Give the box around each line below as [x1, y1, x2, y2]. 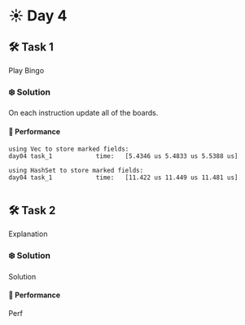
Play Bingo [8, 66, 45, 75]
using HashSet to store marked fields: [8, 166, 144, 174]
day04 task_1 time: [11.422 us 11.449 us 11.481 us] [8, 173, 238, 182]
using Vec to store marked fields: [8, 145, 129, 153]
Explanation [8, 229, 48, 239]
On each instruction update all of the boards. [8, 108, 159, 118]
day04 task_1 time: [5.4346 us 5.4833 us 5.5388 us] [8, 152, 238, 160]
